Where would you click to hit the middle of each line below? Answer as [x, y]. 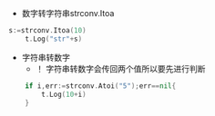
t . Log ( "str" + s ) [54, 39]
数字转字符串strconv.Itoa [68, 13]
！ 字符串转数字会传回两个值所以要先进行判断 [120, 68]
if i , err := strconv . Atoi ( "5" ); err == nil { [101, 86]
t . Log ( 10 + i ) [64, 94]
